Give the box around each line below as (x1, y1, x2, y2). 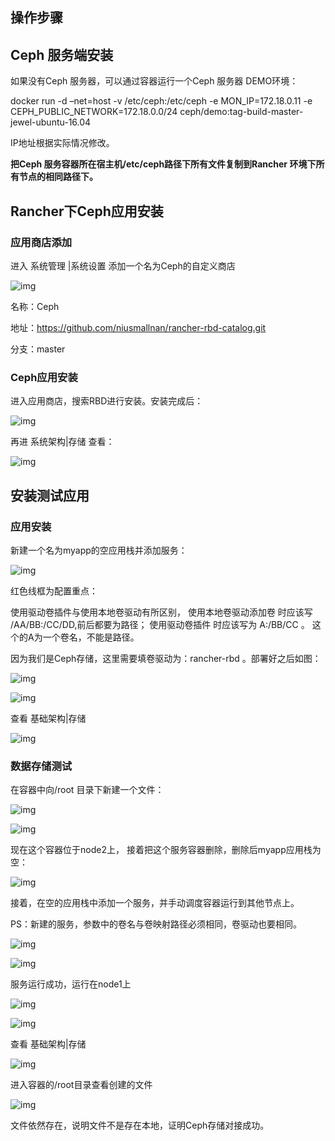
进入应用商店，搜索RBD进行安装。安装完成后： (10, 395, 204, 407)
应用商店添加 (10, 235, 73, 249)
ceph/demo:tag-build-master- (179, 106, 304, 118)
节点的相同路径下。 (18, 171, 98, 183)
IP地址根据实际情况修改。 (10, 137, 115, 149)
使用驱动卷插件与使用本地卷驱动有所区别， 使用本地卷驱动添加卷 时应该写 (10, 606, 313, 618)
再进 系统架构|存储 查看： (10, 436, 115, 448)
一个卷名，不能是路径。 (42, 631, 140, 643)
